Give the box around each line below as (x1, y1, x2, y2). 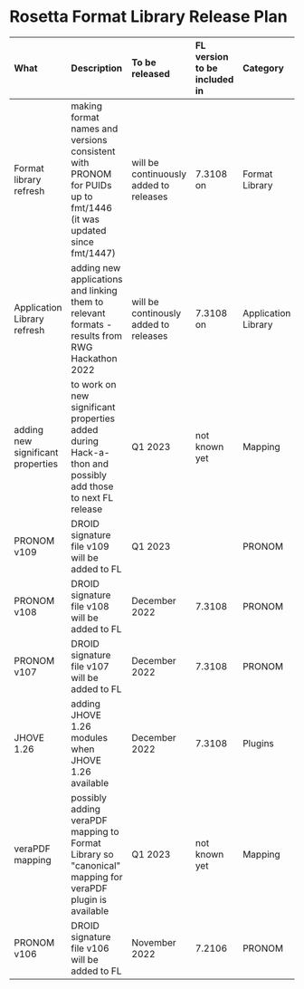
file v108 (71, 600, 110, 612)
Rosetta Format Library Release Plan (9, 6, 288, 27)
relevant (71, 306, 106, 319)
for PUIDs (71, 178, 112, 191)
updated (71, 224, 107, 236)
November (131, 936, 176, 948)
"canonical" (71, 859, 121, 871)
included (195, 72, 234, 85)
